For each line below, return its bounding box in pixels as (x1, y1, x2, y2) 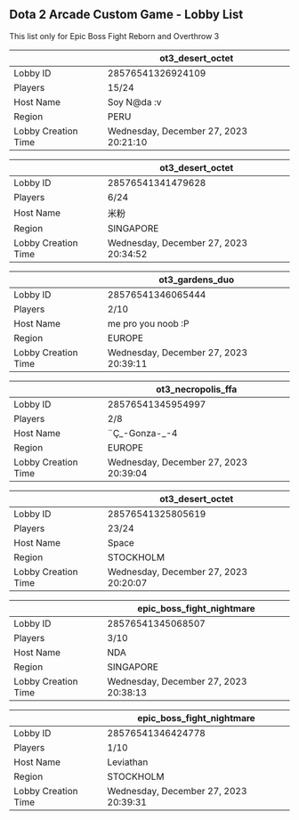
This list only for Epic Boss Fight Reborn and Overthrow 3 (9, 30, 220, 41)
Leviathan (107, 756, 149, 768)
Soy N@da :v (107, 95, 162, 108)
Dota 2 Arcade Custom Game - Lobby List (9, 7, 244, 22)
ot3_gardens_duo (158, 273, 234, 286)
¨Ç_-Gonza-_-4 (107, 426, 178, 439)
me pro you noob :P (107, 317, 190, 329)
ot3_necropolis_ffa (155, 383, 238, 395)
